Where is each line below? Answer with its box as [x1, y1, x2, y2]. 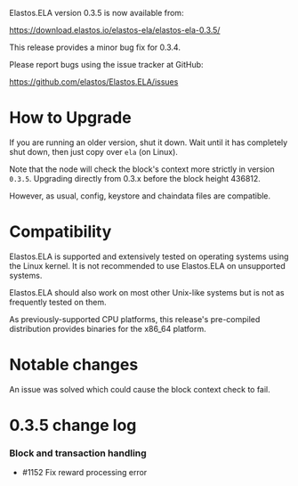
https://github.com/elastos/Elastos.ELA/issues [9, 77, 179, 87]
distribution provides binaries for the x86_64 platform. [9, 323, 206, 334]
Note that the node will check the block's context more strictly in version [9, 164, 276, 174]
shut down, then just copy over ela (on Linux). [9, 146, 178, 157]
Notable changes [9, 355, 139, 375]
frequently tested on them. [9, 296, 107, 307]
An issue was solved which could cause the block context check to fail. [9, 384, 271, 394]
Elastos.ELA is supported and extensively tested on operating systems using [9, 251, 289, 262]
